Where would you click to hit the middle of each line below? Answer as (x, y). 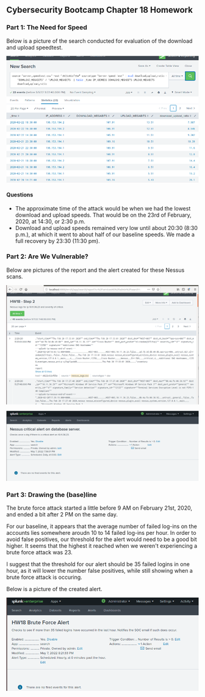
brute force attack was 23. (40, 553)
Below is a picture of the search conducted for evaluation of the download (99, 41)
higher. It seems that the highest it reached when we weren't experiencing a (102, 546)
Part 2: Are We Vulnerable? (47, 256)
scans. (15, 276)
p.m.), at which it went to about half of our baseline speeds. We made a (105, 234)
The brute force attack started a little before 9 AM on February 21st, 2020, (99, 508)
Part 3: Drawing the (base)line (52, 494)
